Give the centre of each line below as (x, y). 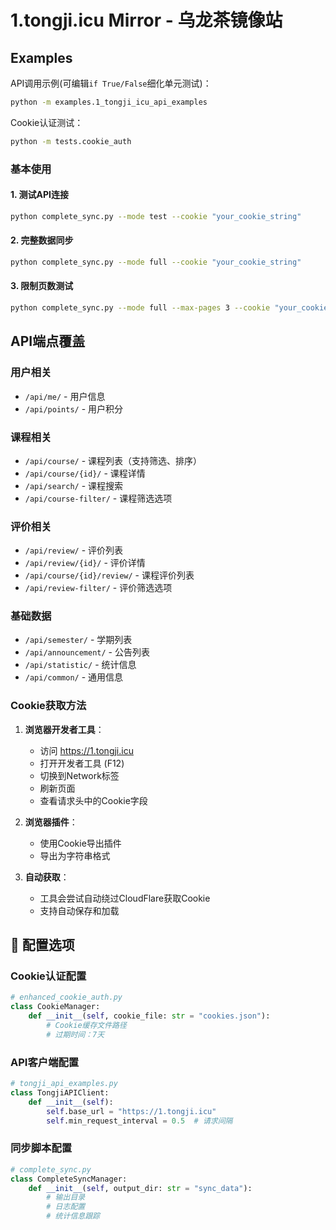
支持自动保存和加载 (79, 910)
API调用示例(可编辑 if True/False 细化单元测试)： (111, 83)
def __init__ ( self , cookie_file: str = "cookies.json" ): (149, 1016)
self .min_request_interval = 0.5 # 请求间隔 (139, 1121)
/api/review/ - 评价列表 (74, 550)
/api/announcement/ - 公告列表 (87, 652)
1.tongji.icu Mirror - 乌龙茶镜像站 (146, 20)
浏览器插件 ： (51, 822)
